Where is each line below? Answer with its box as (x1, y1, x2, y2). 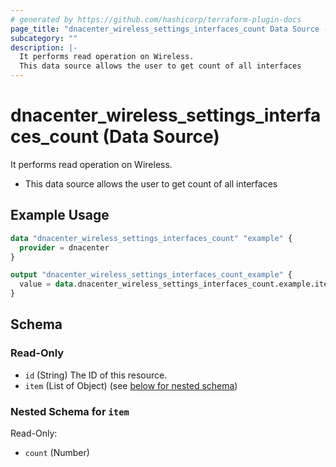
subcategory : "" (10, 33, 78, 43)
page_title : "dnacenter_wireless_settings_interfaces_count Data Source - (10, 24, 329, 34)
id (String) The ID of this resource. (24, 369, 168, 381)
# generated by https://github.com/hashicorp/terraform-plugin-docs (10, 14, 302, 25)
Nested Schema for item (10, 404, 130, 418)
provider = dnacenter (19, 242, 110, 253)
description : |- (10, 42, 78, 53)
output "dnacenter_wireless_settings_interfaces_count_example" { (10, 270, 293, 280)
